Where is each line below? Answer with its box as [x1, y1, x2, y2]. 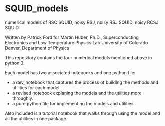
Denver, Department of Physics [5, 45, 70, 51]
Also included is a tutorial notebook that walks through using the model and [5, 110, 161, 116]
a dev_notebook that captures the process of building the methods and [12, 79, 159, 85]
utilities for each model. [12, 84, 61, 90]
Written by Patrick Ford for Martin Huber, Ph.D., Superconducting [5, 34, 139, 40]
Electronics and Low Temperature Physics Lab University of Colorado [5, 39, 148, 45]
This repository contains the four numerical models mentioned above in [5, 54, 152, 60]
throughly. [12, 95, 33, 101]
